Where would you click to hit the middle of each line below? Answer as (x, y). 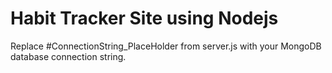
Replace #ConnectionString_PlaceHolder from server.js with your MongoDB (166, 46)
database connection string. (68, 56)
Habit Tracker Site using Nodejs (144, 18)
